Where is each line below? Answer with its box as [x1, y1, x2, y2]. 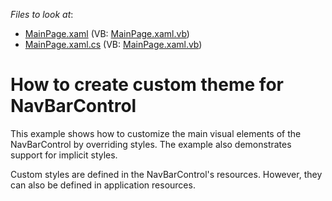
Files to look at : [10, 9, 74, 20]
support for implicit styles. [10, 149, 118, 161]
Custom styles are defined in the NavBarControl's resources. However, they [10, 168, 323, 180]
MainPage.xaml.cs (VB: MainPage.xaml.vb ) [24, 39, 203, 50]
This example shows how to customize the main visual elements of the [10, 127, 302, 139]
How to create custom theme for [10, 74, 284, 96]
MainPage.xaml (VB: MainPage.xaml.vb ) [24, 28, 190, 39]
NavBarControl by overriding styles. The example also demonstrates [10, 138, 292, 150]
